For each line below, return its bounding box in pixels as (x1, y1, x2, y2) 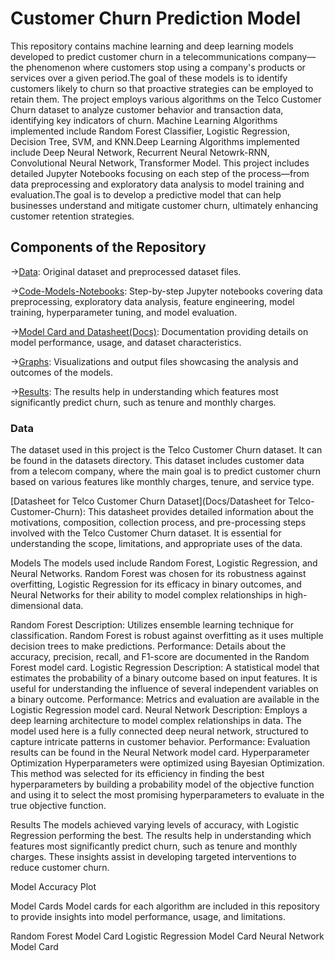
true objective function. (10, 800, 107, 812)
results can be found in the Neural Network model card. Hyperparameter (10, 747, 310, 759)
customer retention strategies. (10, 210, 135, 222)
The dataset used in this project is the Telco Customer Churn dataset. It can (10, 444, 323, 456)
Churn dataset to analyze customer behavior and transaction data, (10, 103, 284, 116)
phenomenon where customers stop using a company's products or (25, 61, 306, 73)
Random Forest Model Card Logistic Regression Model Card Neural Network (10, 930, 325, 942)
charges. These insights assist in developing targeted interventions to (10, 851, 297, 863)
